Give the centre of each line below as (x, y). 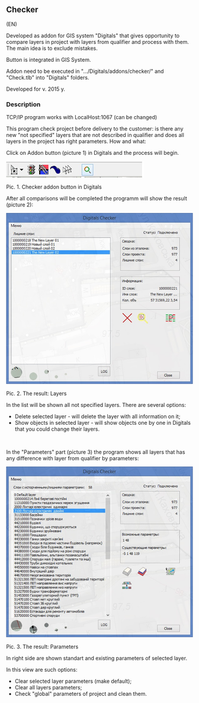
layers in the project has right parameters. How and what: (76, 141)
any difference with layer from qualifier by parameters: (73, 458)
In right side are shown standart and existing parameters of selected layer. (97, 659)
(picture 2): (20, 205)
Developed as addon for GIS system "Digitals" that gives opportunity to (93, 36)
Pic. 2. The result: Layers (36, 393)
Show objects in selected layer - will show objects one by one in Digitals (103, 422)
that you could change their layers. (57, 429)
